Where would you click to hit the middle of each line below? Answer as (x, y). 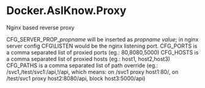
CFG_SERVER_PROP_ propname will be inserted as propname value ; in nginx (102, 39)
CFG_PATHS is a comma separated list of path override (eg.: (82, 65)
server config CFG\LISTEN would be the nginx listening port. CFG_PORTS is (102, 46)
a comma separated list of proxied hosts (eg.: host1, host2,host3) (88, 59)
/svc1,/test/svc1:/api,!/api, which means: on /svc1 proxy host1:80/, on (92, 71)
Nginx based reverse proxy (40, 28)
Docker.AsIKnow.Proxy (66, 11)
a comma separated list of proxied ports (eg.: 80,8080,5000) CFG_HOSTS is (102, 52)
